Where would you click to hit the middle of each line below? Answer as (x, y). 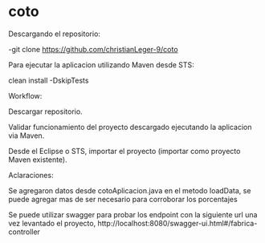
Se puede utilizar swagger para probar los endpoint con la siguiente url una (133, 214)
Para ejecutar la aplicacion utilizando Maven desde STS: (101, 65)
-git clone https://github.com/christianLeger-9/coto (93, 49)
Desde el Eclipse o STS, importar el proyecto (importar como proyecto (124, 151)
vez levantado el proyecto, (52, 223)
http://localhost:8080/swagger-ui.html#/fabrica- (177, 223)
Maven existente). (38, 160)
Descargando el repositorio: (54, 34)
